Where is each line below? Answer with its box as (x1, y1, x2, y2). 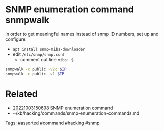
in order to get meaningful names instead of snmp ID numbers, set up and (5, 31, 159, 37)
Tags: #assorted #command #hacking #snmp (5, 120, 100, 126)
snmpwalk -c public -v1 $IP (5, 71, 65, 76)
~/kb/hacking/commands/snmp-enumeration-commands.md (12, 110, 140, 116)
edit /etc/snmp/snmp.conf (12, 51, 65, 57)
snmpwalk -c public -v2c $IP (5, 67, 67, 72)
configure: (5, 36, 27, 42)
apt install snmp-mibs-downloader (12, 47, 85, 52)
